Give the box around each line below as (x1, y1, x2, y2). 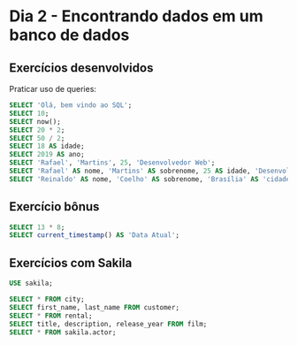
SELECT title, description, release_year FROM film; (9, 319, 208, 328)
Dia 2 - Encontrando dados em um (9, 6, 263, 27)
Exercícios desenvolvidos (9, 60, 154, 75)
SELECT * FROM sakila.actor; (9, 327, 117, 337)
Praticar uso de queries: (9, 84, 97, 94)
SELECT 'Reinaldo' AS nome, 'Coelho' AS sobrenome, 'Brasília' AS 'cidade (9, 174, 291, 183)
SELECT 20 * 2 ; (9, 126, 65, 134)
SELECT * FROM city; (9, 295, 86, 303)
